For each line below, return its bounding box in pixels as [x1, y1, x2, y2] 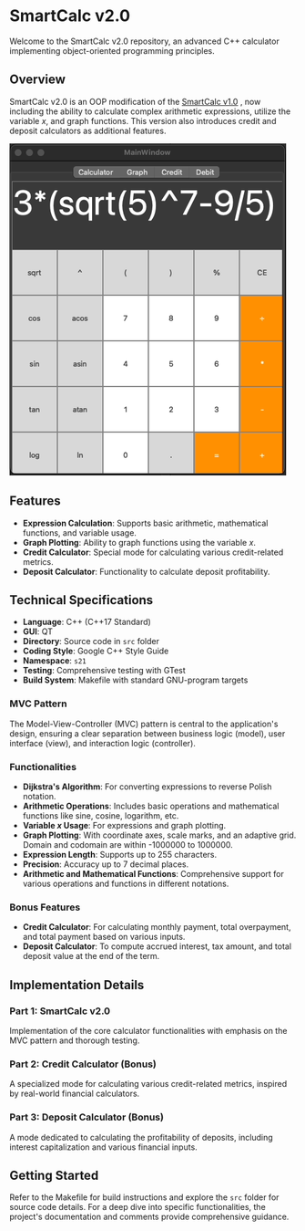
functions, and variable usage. [22, 527, 137, 538]
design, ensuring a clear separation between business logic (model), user [9, 727, 286, 739]
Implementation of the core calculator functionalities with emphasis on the [9, 1025, 288, 1036]
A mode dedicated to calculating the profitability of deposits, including [9, 1132, 273, 1142]
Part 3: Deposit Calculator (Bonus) [9, 1111, 164, 1123]
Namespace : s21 [22, 655, 86, 666]
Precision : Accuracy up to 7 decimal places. [22, 859, 189, 870]
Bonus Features [9, 901, 81, 913]
